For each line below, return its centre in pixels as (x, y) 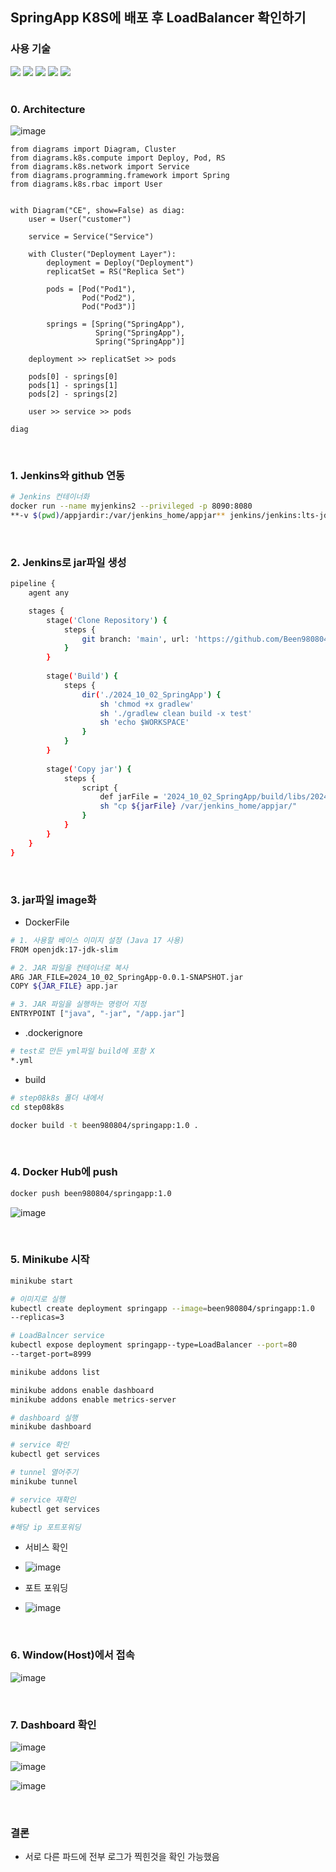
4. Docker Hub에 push (64, 1172)
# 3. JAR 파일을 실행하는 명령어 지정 (78, 1004)
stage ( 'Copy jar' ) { (89, 769)
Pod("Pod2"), (109, 298)
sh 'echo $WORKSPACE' (144, 723)
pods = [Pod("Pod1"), (91, 289)
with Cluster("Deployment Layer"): (102, 254)
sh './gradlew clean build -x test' (176, 713)
